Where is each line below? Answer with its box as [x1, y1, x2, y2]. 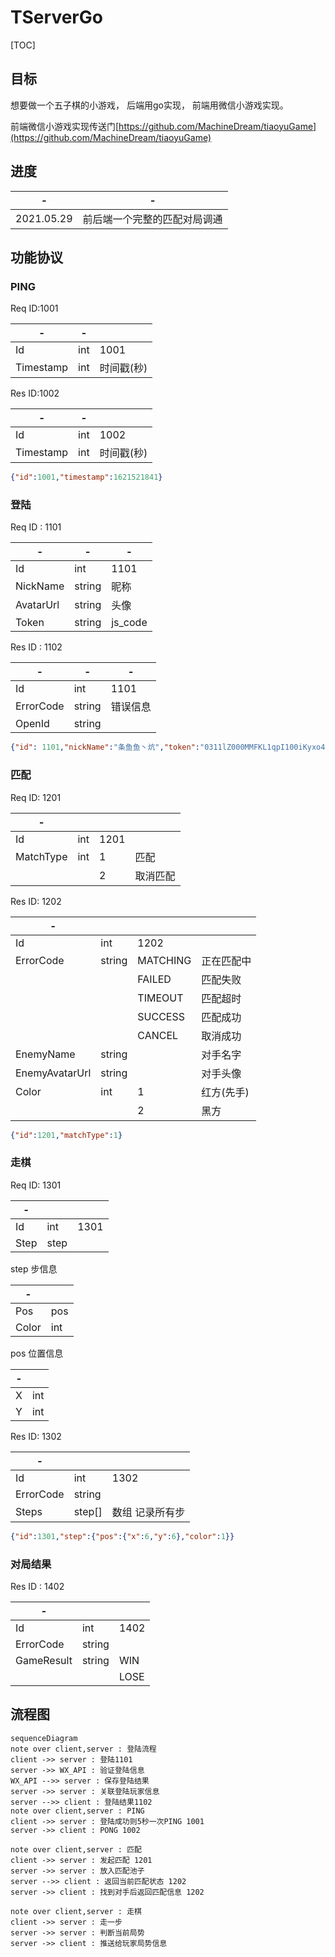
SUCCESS [137, 1009, 186, 1023]
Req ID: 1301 [10, 1179, 62, 1191]
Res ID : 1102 [10, 641, 63, 653]
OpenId [15, 717, 50, 731]
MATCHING [137, 953, 192, 967]
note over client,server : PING [10, 1806, 145, 1816]
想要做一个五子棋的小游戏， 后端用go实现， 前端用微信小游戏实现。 [10, 99, 289, 111]
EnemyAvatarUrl [15, 1066, 92, 1080]
